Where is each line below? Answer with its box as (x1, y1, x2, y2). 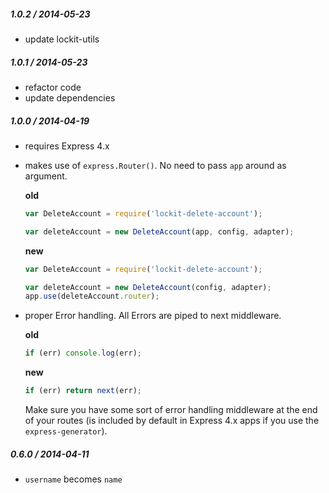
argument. (24, 170, 68, 182)
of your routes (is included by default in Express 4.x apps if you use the (24, 415, 320, 427)
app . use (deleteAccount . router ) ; (24, 291, 160, 302)
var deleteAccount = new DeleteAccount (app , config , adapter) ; (24, 226, 295, 237)
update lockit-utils (24, 33, 100, 45)
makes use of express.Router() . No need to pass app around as (24, 159, 287, 171)
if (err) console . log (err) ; (24, 348, 142, 359)
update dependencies (24, 91, 116, 104)
